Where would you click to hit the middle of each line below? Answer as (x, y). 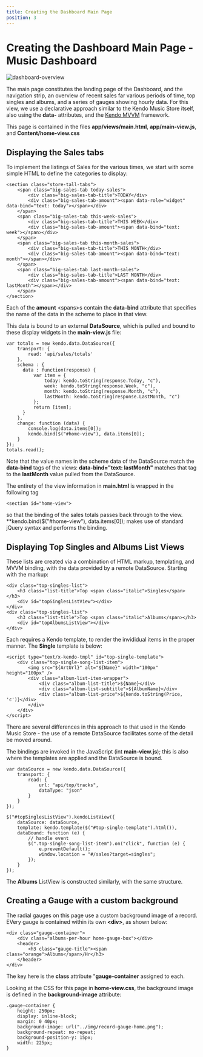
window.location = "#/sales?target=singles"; (97, 854)
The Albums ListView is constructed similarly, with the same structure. (95, 882)
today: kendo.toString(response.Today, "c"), (103, 381)
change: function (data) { (51, 423)
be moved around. (29, 740)
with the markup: (27, 575)
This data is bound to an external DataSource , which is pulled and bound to (101, 326)
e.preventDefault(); (65, 849)
